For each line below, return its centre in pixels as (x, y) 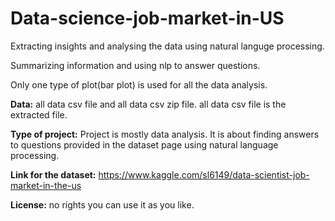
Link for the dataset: (53, 174)
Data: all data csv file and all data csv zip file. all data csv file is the (148, 104)
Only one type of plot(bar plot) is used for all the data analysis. (139, 84)
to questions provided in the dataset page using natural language (144, 144)
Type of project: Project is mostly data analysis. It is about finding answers (165, 134)
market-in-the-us (46, 185)
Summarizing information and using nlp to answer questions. (135, 65)
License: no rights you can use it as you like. (102, 204)
